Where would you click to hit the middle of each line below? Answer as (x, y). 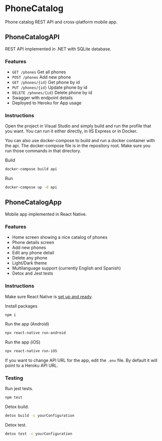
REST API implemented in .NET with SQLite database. (58, 49)
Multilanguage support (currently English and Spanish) (66, 268)
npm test (14, 398)
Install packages (21, 306)
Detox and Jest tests (32, 273)
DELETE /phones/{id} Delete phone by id (52, 93)
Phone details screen (33, 243)
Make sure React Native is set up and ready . (49, 296)
